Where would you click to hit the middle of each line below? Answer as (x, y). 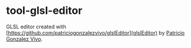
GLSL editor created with (36, 27)
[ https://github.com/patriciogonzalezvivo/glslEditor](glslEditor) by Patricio (95, 32)
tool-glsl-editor (44, 11)
